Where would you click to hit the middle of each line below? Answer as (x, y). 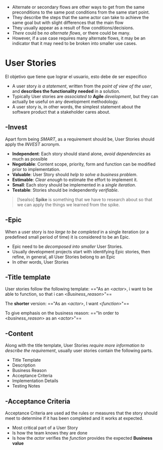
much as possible (30, 159)
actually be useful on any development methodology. (65, 102)
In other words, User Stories (40, 262)
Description (24, 365)
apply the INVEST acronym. (33, 144)
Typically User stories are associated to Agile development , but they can (85, 96)
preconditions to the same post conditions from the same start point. (81, 12)
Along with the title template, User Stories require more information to (75, 346)
